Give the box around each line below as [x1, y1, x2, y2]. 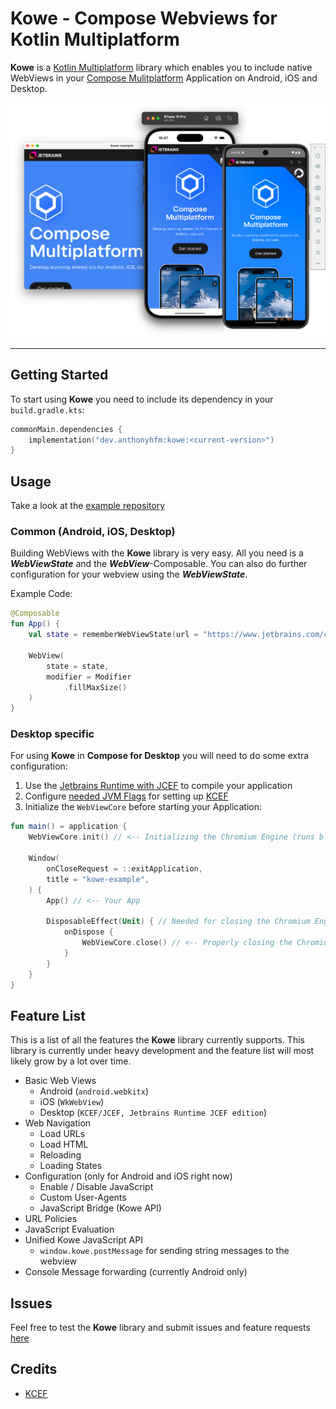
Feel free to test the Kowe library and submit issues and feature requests [10, 1322, 311, 1334]
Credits [10, 1361, 58, 1378]
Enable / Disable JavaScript [39, 1181, 154, 1193]
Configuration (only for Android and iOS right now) [24, 1170, 233, 1182]
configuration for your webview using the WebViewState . [10, 568, 248, 581]
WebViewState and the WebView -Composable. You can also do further [10, 558, 308, 570]
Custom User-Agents [39, 1192, 127, 1204]
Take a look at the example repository [10, 500, 166, 512]
